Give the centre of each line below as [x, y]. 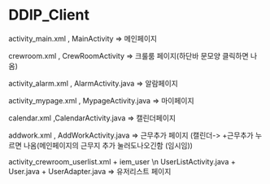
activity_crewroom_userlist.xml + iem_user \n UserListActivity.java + [122, 161]
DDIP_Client [49, 15]
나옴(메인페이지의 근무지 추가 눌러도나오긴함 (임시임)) [108, 145]
